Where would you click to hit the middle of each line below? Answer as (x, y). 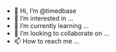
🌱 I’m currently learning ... (51, 26)
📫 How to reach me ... (46, 41)
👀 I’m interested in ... (44, 18)
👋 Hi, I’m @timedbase (45, 11)
